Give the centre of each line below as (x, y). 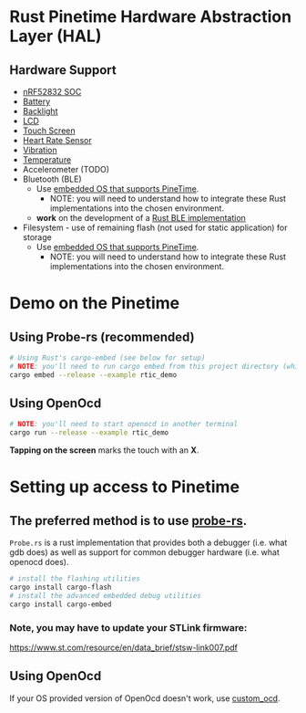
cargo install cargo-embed (61, 604)
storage (37, 237)
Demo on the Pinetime (95, 304)
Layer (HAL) (56, 36)
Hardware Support (63, 70)
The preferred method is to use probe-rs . (128, 521)
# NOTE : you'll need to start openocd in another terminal (124, 425)
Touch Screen (49, 131)
